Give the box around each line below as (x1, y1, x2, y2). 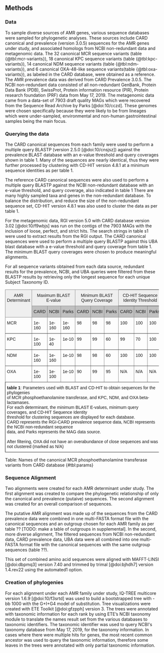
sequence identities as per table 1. (5, 167, 74, 173)
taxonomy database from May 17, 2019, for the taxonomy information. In (5, 627, 149, 632)
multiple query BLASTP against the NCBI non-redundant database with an (5, 182, 154, 188)
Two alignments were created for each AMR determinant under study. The (5, 486, 154, 491)
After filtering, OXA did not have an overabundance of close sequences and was (7, 439, 158, 444)
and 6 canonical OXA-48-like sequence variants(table (26, 66, 135, 72)
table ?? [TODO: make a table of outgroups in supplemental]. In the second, (5, 526, 157, 532)
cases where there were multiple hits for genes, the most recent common (5, 631, 153, 638)
